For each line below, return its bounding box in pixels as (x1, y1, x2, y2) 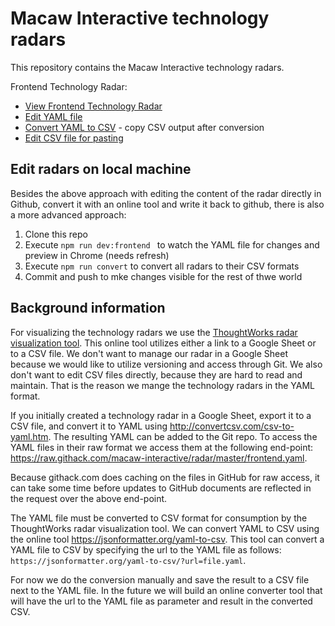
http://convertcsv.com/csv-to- (169, 420, 295, 432)
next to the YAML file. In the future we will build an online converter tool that (10, 584, 323, 596)
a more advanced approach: (10, 208, 127, 221)
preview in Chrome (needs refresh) (24, 249, 170, 261)
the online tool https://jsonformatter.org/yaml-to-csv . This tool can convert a (10, 533, 325, 545)
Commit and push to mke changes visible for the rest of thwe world (24, 270, 303, 282)
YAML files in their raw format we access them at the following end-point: (10, 441, 314, 453)
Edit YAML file (24, 110, 83, 122)
